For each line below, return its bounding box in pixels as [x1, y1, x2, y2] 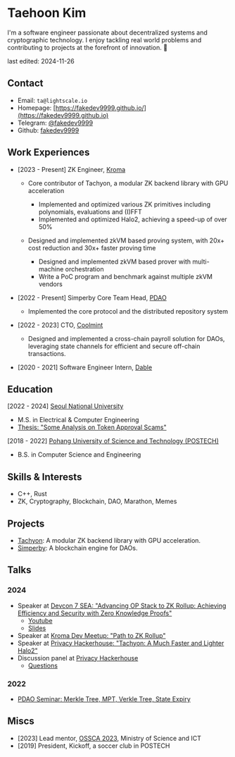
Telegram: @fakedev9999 [17, 118, 94, 127]
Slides [27, 624, 46, 632]
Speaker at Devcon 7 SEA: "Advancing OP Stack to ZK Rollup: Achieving [17, 601, 227, 610]
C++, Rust [17, 490, 47, 498]
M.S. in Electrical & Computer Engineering [17, 416, 139, 424]
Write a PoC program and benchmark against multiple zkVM [38, 272, 213, 281]
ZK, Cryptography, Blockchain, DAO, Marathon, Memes [17, 497, 177, 505]
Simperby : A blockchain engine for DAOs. [17, 544, 138, 552]
